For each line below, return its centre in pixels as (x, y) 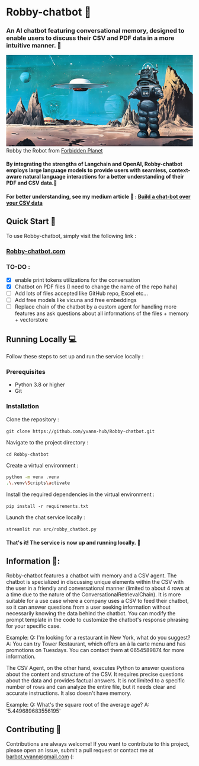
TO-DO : (18, 267)
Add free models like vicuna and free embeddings (76, 300)
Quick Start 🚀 (31, 222)
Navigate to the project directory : (47, 442)
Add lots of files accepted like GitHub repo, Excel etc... (81, 293)
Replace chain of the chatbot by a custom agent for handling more (95, 307)
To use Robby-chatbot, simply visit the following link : (71, 236)
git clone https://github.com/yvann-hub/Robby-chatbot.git (81, 431)
